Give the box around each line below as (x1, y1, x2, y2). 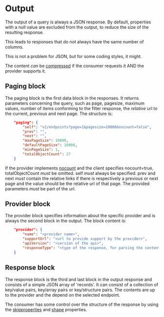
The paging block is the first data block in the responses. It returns (5, 95, 139, 101)
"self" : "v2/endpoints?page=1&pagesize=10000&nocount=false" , (22, 125, 152, 130)
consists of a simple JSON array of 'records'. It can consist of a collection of (5, 281, 159, 287)
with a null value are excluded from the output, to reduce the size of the (5, 24, 149, 30)
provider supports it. (5, 68, 46, 74)
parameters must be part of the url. (5, 186, 76, 191)
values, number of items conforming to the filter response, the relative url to (5, 105, 158, 111)
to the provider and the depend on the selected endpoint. (5, 292, 121, 298)
